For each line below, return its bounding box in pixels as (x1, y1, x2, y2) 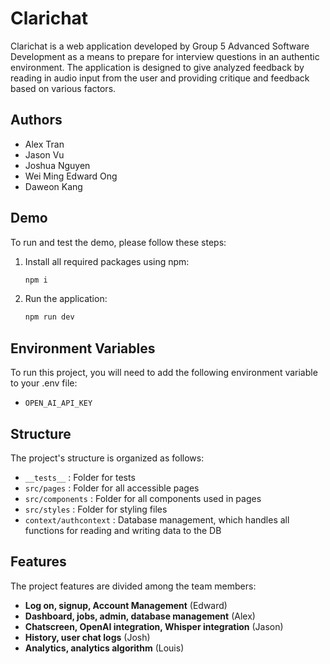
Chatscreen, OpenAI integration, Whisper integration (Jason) (24, 620, 284, 632)
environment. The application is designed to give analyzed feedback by (10, 61, 305, 73)
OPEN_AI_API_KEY (24, 398, 93, 409)
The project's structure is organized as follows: (10, 452, 205, 464)
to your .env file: (10, 377, 78, 389)
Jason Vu (24, 148, 65, 161)
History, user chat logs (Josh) (24, 631, 151, 643)
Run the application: (24, 293, 108, 305)
